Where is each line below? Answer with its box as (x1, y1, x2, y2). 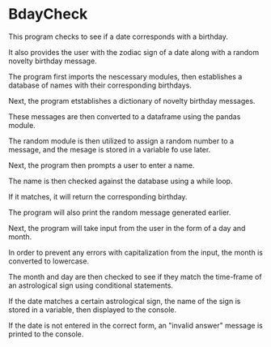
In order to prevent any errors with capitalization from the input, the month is (8, 247, 263, 257)
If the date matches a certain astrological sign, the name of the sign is (8, 296, 241, 306)
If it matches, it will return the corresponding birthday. (8, 191, 188, 201)
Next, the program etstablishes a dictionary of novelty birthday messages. (8, 96, 256, 105)
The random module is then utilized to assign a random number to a (8, 135, 235, 146)
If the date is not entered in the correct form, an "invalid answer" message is (8, 320, 263, 330)
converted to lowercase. (8, 256, 90, 266)
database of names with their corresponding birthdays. (8, 80, 192, 90)
